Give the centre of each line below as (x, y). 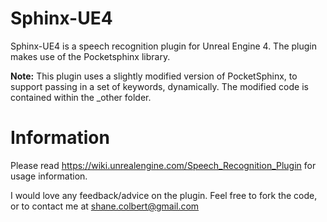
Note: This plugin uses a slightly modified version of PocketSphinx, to (154, 76)
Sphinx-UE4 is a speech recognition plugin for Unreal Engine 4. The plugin (164, 46)
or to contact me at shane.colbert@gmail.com (105, 206)
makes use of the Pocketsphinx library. (90, 56)
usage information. (49, 176)
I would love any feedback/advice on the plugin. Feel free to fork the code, (164, 195)
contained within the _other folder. (81, 97)
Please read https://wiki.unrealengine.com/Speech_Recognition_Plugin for (163, 165)
